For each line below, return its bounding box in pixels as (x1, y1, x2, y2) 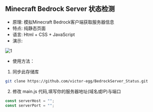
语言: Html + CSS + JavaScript (12, 31, 75, 37)
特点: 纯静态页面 (12, 25, 46, 31)
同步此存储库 (12, 68, 39, 74)
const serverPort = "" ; (5, 103, 55, 108)
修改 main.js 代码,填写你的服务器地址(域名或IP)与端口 (12, 88, 121, 94)
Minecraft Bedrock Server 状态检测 (5, 4, 115, 13)
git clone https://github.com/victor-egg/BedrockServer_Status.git (5, 78, 149, 83)
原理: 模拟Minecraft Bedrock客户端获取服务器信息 (12, 19, 115, 25)
